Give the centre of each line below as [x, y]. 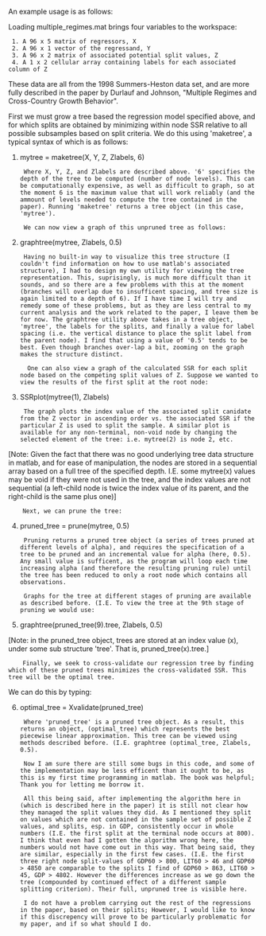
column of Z [28, 69]
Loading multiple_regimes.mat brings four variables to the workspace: [123, 27]
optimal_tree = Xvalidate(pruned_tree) [82, 707]
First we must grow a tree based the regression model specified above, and [132, 116]
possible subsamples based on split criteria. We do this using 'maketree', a [130, 133]
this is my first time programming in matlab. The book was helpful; [137, 778]
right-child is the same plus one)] [62, 496]
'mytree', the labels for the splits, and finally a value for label [137, 326]
